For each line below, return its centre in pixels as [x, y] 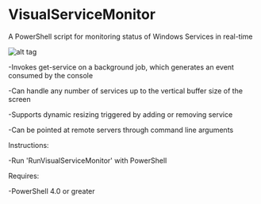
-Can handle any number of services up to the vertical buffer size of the [126, 91]
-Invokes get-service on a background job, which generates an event [121, 67]
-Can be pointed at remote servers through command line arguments [121, 130]
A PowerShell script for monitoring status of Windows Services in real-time [130, 36]
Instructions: [29, 145]
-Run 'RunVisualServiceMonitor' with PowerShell [88, 161]
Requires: [24, 176]
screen [20, 99]
